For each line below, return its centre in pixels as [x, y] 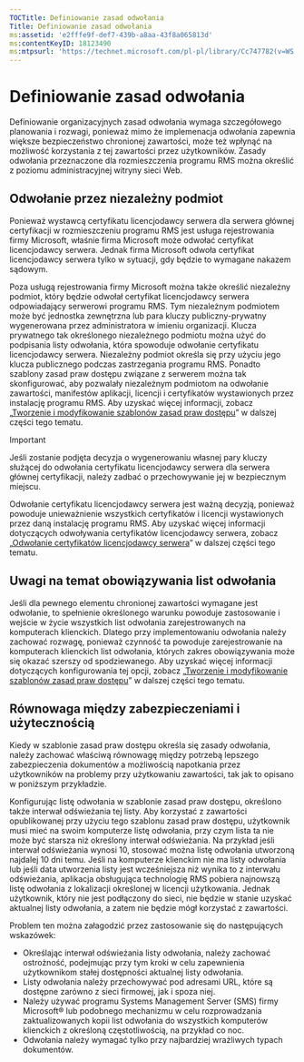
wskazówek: [33, 935]
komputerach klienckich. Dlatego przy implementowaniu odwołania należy [148, 632]
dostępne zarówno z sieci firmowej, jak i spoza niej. [119, 991]
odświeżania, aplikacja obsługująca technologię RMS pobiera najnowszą [145, 878]
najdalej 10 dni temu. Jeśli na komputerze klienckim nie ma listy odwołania [148, 859]
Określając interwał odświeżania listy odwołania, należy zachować [147, 953]
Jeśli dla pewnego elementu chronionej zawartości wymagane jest [134, 602]
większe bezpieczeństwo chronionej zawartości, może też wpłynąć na [141, 141]
